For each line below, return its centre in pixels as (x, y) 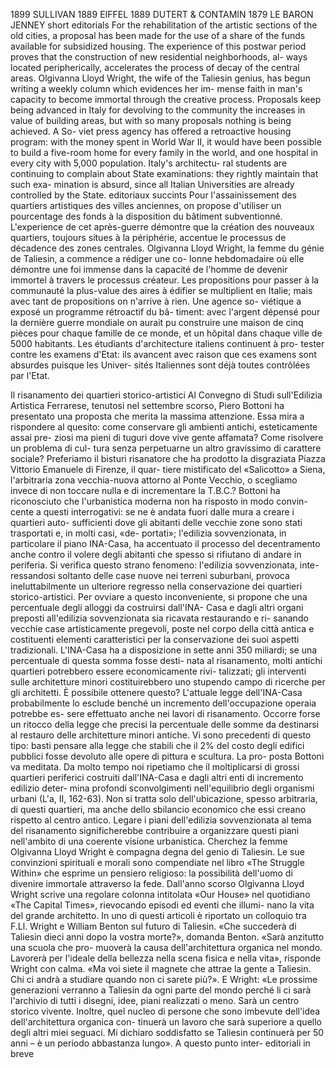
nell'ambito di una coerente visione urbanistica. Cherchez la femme (149, 841)
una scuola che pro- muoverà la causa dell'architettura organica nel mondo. (166, 947)
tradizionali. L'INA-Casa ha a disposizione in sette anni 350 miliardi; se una (164, 650)
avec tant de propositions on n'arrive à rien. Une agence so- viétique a (156, 301)
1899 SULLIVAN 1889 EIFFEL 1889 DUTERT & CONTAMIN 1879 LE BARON (162, 14)
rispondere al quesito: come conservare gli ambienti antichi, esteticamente (164, 427)
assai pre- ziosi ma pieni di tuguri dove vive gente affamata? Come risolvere (167, 437)
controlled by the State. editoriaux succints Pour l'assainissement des (154, 195)
